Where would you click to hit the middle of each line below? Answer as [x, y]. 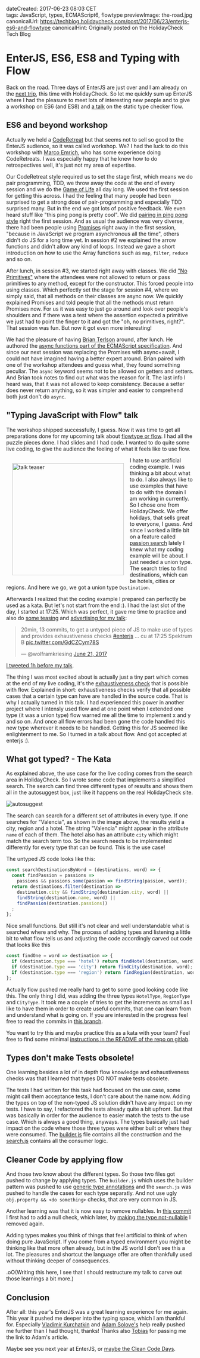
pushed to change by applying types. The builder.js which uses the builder [100, 1181]
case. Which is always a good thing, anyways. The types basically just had [98, 1122]
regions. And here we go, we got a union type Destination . [78, 587]
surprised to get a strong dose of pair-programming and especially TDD [94, 202]
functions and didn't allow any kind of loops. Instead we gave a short [90, 246]
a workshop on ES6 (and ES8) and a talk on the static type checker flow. [95, 106]
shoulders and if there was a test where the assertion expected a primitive [97, 315]
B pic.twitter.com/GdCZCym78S [60, 642]
